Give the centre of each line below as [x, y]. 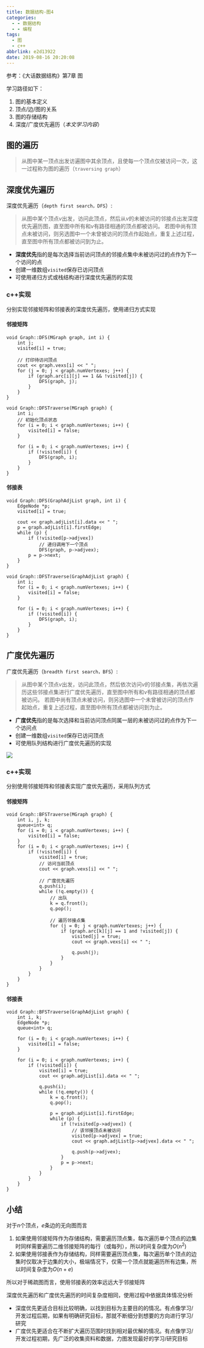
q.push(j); [85, 953]
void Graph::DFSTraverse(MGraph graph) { [60, 408]
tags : [13, 35]
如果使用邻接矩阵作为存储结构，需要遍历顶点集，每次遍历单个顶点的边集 [106, 1238]
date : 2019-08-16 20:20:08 [40, 57]
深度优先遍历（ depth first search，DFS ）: [59, 206]
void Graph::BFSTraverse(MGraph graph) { [60, 815]
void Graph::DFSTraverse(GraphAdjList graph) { [68, 576]
